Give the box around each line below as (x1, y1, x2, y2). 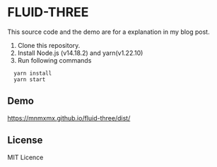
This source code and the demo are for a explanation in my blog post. (7, 27, 210, 36)
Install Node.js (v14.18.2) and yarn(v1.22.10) (17, 49, 143, 57)
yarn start (13, 75, 46, 83)
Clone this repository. (17, 41, 81, 49)
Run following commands (17, 56, 92, 64)
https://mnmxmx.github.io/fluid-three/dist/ (7, 113, 131, 122)
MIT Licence (7, 153, 44, 161)
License (7, 135, 43, 147)
